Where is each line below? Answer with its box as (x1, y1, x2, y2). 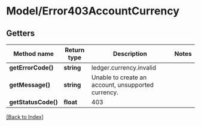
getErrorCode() (9, 64, 54, 71)
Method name (13, 50, 54, 58)
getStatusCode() (9, 98, 58, 106)
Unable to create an (92, 73, 147, 82)
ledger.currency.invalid (92, 64, 157, 71)
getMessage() (9, 81, 51, 89)
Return (65, 46, 85, 54)
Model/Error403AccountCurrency (6, 4, 179, 18)
